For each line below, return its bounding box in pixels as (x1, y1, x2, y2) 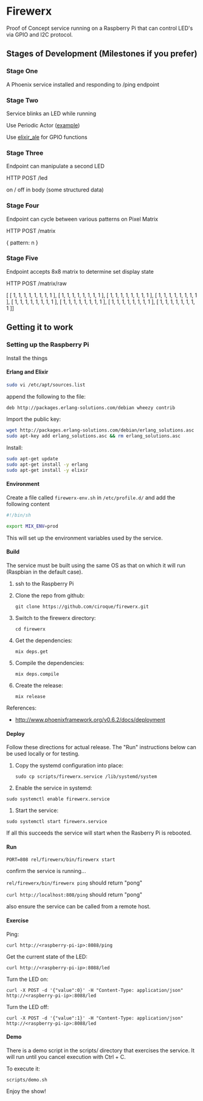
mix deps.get (15, 648, 49, 655)
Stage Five (6, 254, 38, 263)
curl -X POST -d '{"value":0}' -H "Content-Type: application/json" (6, 987, 184, 993)
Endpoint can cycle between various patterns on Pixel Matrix (6, 215, 159, 223)
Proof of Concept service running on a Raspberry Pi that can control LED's (6, 24, 193, 32)
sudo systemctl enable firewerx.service (6, 796, 111, 802)
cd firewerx (15, 626, 46, 632)
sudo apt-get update (6, 456, 59, 462)
